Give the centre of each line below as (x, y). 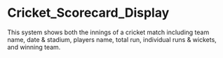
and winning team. (34, 47)
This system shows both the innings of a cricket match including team (108, 32)
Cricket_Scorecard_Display (88, 13)
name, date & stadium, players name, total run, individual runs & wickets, (112, 39)
